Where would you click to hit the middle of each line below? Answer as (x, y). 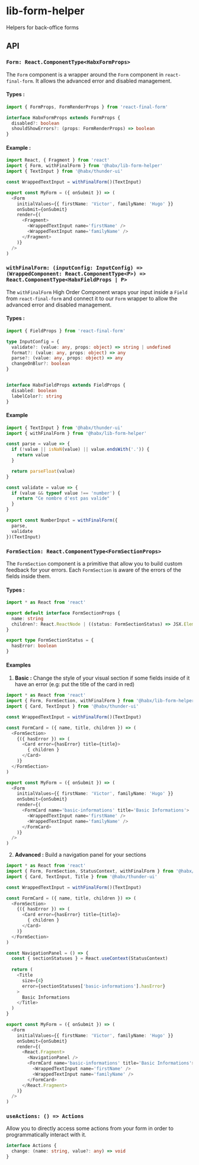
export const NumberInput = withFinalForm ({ (62, 520)
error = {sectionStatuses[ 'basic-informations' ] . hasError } (94, 986)
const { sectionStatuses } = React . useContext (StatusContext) (90, 959)
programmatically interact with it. (46, 1135)
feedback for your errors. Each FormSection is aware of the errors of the (94, 570)
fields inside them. (29, 576)
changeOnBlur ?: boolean (41, 364)
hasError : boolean (34, 646)
